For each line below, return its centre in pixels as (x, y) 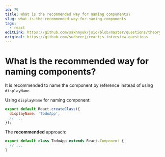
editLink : (15, 32)
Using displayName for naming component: (48, 100)
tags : (11, 23)
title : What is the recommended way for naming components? (68, 14)
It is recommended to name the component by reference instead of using (79, 85)
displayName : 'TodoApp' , (35, 113)
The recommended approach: (36, 132)
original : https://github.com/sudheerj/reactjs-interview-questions (77, 37)
